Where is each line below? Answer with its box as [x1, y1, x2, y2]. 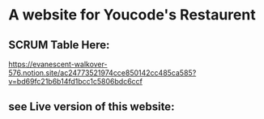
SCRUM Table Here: [8, 38, 110, 52]
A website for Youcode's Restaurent [8, 6, 257, 24]
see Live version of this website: [8, 100, 175, 114]
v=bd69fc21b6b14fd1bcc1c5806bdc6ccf [8, 77, 143, 86]
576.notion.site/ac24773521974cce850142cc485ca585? [8, 68, 197, 78]
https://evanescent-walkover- [8, 59, 108, 69]
